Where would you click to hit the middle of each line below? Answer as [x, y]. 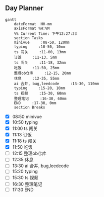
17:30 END [23, 190]
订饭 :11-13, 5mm [35, 57]
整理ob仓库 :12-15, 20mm [43, 73]
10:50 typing [25, 122]
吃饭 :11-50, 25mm [37, 68]
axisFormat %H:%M [32, 28]
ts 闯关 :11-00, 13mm [40, 52]
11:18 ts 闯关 [25, 141]
